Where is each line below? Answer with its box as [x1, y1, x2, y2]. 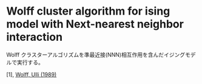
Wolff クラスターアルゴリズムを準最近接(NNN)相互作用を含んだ [6, 51, 164, 58]
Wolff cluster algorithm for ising [6, 4, 170, 18]
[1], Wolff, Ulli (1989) [6, 71, 57, 78]
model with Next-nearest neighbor [6, 17, 184, 31]
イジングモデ [163, 51, 196, 58]
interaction [6, 30, 62, 44]
